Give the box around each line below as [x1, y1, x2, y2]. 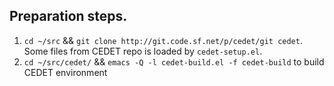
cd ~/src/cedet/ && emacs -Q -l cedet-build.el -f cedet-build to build [23, 55, 325, 68]
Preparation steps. [9, 8, 128, 25]
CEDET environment [23, 66, 108, 78]
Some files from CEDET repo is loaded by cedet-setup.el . [23, 45, 263, 57]
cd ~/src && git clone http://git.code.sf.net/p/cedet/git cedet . [23, 34, 303, 46]
